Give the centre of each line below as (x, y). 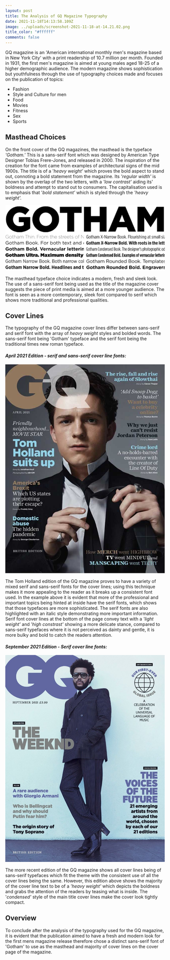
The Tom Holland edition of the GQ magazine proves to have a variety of (81, 581)
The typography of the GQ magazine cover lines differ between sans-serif (82, 328)
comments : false (22, 37)
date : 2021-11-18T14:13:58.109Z (39, 21)
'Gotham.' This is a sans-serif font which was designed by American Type (82, 155)
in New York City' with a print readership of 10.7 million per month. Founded (84, 58)
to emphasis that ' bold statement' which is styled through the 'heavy (77, 192)
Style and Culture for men (39, 94)
